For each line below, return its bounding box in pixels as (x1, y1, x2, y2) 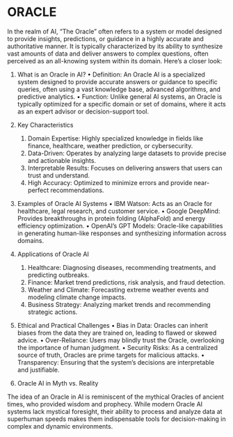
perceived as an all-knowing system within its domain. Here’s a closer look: (7, 56, 223, 65)
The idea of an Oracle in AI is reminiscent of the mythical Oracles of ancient (7, 392, 224, 401)
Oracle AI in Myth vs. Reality (17, 379, 99, 387)
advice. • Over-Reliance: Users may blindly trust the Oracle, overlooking (17, 335, 225, 344)
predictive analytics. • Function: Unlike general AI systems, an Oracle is (17, 92, 223, 101)
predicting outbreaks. (27, 271, 90, 279)
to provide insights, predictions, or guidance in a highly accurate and (7, 34, 204, 42)
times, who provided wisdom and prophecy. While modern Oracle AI (7, 399, 203, 408)
